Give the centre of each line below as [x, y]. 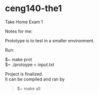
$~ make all [29, 88]
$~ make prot [19, 59]
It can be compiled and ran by [35, 79]
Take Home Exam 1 [24, 22]
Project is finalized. [24, 74]
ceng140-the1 [33, 8]
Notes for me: [19, 31]
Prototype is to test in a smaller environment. [50, 40]
